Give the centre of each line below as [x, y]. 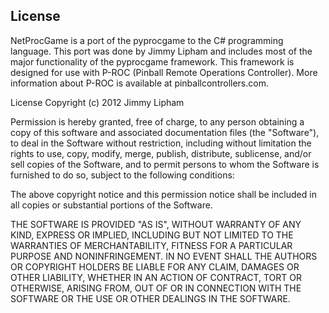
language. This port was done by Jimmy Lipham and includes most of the [161, 51]
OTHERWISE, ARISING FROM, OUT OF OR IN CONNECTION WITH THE [156, 288]
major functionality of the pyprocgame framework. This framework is [152, 61]
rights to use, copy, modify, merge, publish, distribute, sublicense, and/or [161, 153]
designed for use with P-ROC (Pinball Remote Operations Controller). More [164, 72]
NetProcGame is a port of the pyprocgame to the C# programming [147, 40]
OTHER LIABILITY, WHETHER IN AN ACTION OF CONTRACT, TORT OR [156, 277]
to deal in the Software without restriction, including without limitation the [161, 143]
